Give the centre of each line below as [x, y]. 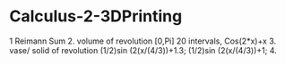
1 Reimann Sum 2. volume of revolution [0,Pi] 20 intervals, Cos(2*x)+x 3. [143, 41]
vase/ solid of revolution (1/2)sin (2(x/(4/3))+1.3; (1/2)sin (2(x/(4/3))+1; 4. [143, 50]
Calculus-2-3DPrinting [96, 16]
